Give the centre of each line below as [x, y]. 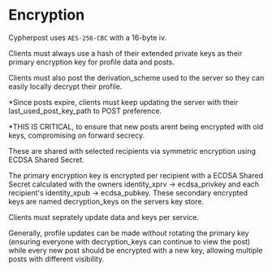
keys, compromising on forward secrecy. [77, 135]
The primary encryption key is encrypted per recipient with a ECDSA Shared [136, 175]
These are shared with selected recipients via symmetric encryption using [132, 151]
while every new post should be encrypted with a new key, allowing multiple [136, 250]
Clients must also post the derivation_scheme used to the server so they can [136, 77]
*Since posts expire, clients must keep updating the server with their [123, 102]
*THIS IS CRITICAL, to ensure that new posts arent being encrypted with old [136, 126]
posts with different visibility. [56, 259]
